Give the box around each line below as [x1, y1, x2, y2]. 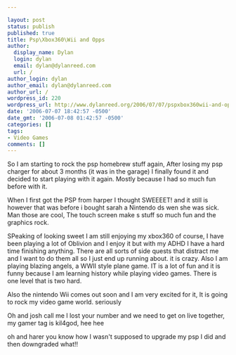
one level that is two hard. [7, 277, 82, 285]
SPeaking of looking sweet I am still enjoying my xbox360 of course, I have [7, 232, 224, 240]
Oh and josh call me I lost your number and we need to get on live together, [7, 311, 225, 320]
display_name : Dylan [13, 49, 74, 56]
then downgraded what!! [7, 340, 79, 349]
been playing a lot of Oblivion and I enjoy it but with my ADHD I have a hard [7, 240, 225, 248]
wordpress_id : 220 [7, 95, 61, 102]
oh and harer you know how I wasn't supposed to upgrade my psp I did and [7, 333, 226, 341]
